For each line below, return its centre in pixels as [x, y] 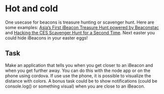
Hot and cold [31, 9]
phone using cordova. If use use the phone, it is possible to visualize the [78, 76]
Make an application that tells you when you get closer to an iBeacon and [79, 65]
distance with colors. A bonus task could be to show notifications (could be [81, 81]
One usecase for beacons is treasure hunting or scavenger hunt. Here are [80, 22]
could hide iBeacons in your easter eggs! [46, 38]
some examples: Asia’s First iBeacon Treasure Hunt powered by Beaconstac [82, 27]
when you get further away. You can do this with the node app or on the [78, 70]
